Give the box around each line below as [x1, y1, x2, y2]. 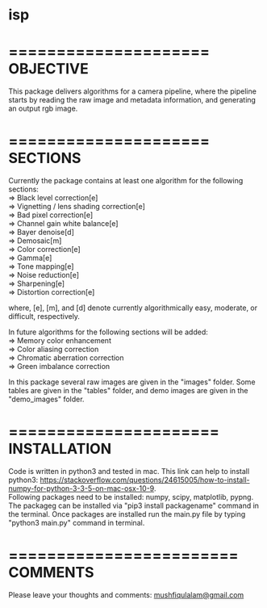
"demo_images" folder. [8, 394, 85, 405]
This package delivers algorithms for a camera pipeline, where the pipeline [8, 86, 257, 96]
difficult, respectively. [8, 312, 81, 321]
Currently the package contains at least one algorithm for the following [8, 176, 244, 186]
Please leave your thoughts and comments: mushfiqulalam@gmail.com [8, 589, 244, 599]
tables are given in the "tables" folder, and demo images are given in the [8, 386, 248, 396]
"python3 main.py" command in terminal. [8, 518, 145, 527]
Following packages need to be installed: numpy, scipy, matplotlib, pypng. [8, 493, 254, 501]
